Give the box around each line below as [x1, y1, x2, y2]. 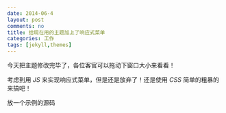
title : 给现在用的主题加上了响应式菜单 [7, 29, 105, 36]
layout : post [7, 16, 45, 23]
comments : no [7, 22, 45, 29]
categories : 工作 [7, 35, 55, 42]
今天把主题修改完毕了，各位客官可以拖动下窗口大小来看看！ [7, 61, 175, 69]
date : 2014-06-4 [7, 10, 53, 17]
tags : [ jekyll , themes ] [7, 42, 72, 48]
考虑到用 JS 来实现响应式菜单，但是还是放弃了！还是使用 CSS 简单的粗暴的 [7, 76, 219, 84]
